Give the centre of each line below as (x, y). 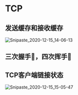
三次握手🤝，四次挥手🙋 (39, 57)
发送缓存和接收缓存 (34, 28)
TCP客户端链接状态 (34, 75)
